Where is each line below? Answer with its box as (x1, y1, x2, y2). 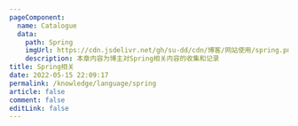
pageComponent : (9, 12, 66, 22)
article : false (9, 87, 66, 96)
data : (17, 29, 38, 38)
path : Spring (25, 37, 74, 47)
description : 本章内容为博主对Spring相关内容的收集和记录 (25, 54, 220, 63)
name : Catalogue (17, 21, 77, 30)
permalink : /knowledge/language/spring (9, 79, 157, 88)
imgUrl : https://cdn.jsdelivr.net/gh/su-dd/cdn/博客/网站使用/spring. (25, 46, 284, 55)
